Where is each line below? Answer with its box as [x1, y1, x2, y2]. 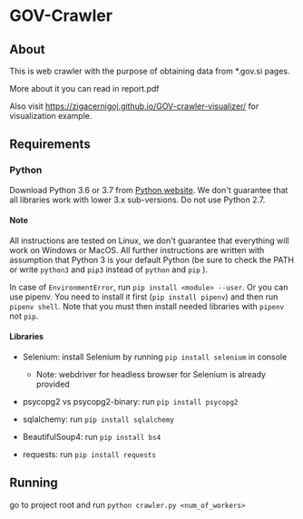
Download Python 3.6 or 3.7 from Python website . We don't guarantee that [9, 184, 288, 195]
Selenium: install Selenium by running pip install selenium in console [22, 351, 288, 363]
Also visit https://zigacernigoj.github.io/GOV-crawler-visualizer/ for [9, 101, 259, 112]
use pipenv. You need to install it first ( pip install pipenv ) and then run [9, 291, 279, 302]
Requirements [9, 137, 91, 152]
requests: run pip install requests [22, 449, 157, 460]
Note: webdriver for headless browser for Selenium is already [35, 369, 266, 380]
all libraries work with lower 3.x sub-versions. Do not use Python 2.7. [9, 194, 266, 205]
